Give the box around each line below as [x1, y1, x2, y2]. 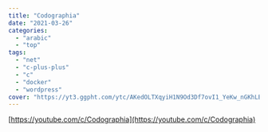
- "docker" [15, 78, 52, 86]
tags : [8, 49, 26, 56]
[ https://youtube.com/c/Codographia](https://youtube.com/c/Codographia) [8, 115, 256, 124]
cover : [8, 93, 30, 101]
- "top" [15, 41, 41, 49]
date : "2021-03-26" [8, 19, 73, 27]
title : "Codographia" [8, 11, 81, 20]
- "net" [15, 56, 41, 64]
